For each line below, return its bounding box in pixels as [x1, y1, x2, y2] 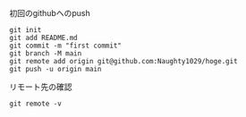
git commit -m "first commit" [9, 41, 123, 50]
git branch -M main [9, 49, 82, 58]
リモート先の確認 [9, 81, 72, 92]
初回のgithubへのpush [9, 8, 91, 18]
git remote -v [9, 99, 63, 108]
